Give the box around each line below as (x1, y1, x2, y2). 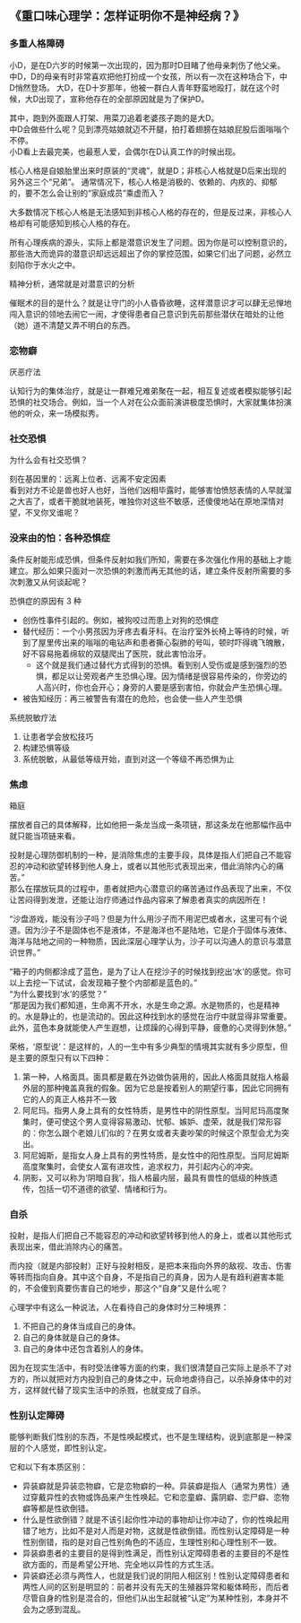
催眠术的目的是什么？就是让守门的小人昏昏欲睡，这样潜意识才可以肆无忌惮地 (9, 297, 292, 308)
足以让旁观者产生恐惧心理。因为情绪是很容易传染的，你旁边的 (59, 671, 288, 681)
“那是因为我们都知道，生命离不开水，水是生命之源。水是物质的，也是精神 (9, 999, 280, 1011)
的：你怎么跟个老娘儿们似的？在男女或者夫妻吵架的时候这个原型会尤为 (21, 1127, 282, 1138)
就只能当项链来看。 (9, 830, 81, 841)
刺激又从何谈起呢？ (16, 577, 88, 587)
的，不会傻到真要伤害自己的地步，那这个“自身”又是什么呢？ (9, 1283, 228, 1294)
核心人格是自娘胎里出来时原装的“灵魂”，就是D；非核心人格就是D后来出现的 (9, 165, 287, 176)
